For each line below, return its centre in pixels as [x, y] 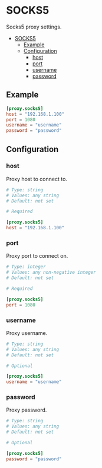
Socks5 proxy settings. [34, 27]
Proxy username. [27, 333]
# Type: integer [26, 267]
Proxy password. [27, 410]
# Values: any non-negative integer [51, 273]
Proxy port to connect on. [37, 256]
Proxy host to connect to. [37, 179]
